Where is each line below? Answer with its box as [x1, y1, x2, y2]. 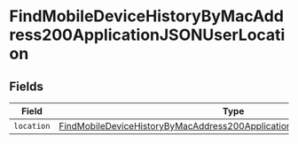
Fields [9, 79, 44, 94]
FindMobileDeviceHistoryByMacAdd [9, 6, 284, 27]
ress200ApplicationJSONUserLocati [9, 25, 286, 45]
